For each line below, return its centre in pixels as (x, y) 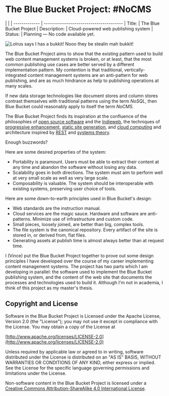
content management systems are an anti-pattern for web (88, 75)
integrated (16, 75)
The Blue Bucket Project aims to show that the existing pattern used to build (84, 54)
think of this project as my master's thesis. (49, 288)
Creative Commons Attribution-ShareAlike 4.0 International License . (76, 388)
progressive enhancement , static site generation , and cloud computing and (83, 127)
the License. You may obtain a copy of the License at (60, 327)
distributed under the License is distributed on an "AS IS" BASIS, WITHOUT (83, 357)
